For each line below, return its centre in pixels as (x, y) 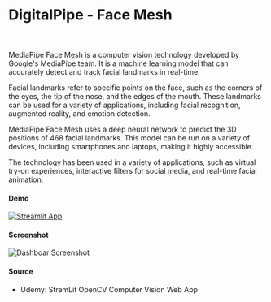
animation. (26, 179)
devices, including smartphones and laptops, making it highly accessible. (131, 146)
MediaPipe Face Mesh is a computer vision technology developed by (124, 54)
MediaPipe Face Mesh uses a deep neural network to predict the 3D (123, 129)
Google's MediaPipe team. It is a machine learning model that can (119, 63)
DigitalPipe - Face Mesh (90, 15)
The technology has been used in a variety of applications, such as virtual (132, 162)
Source (21, 271)
